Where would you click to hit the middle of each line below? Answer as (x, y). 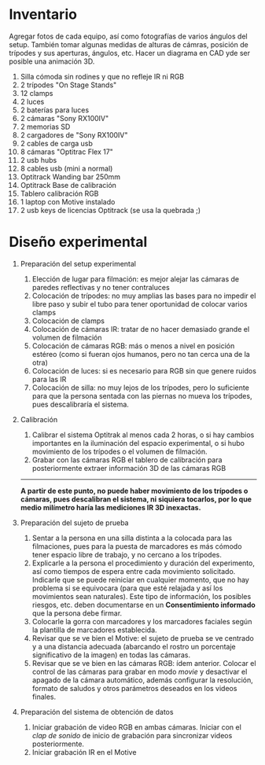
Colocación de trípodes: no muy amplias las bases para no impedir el (144, 296)
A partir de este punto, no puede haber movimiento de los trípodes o (134, 491)
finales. (44, 697)
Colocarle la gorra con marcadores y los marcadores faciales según (142, 621)
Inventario (43, 15)
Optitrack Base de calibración (68, 185)
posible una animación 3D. (52, 61)
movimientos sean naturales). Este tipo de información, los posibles (142, 596)
